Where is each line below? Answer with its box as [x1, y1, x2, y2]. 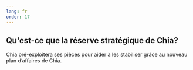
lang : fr [6, 8, 28, 15]
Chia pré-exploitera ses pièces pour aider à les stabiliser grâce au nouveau [6, 51, 188, 58]
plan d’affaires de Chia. [6, 57, 62, 64]
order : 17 [6, 14, 31, 20]
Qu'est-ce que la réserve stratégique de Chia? [6, 36, 179, 45]
